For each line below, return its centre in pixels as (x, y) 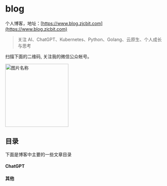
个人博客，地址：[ (24, 23)
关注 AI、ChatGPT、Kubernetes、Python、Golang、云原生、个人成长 (90, 39)
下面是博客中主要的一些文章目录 (38, 154)
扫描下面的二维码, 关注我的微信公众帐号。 (48, 56)
